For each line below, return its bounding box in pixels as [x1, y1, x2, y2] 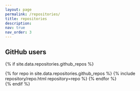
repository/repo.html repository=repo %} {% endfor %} [5, 75, 117, 81]
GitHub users [5, 48, 47, 56]
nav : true [5, 25, 26, 30]
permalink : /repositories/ [5, 12, 60, 17]
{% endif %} [5, 81, 30, 87]
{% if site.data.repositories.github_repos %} [5, 61, 94, 67]
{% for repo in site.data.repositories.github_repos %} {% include [5, 70, 136, 76]
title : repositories [5, 16, 48, 21]
